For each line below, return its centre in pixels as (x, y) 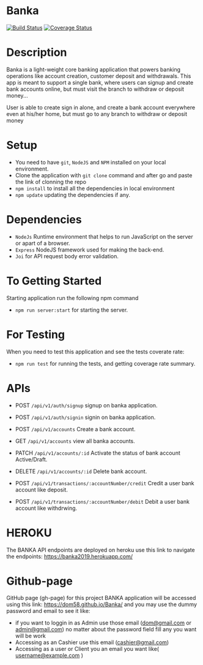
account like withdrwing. (46, 508)
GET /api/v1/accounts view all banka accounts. (75, 441)
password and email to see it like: (48, 611)
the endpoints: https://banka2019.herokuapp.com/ (70, 556)
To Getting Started (54, 281)
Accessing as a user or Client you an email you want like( (87, 649)
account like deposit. (42, 490)
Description (37, 52)
